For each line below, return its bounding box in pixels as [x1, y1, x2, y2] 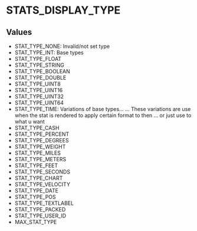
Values [6, 27, 32, 37]
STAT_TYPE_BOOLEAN [14, 68, 70, 74]
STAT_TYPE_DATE [14, 187, 59, 194]
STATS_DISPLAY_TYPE [6, 4, 121, 17]
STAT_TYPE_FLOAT [14, 56, 62, 62]
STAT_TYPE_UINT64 [14, 99, 64, 106]
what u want [14, 118, 45, 125]
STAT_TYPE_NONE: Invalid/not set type [14, 43, 110, 50]
